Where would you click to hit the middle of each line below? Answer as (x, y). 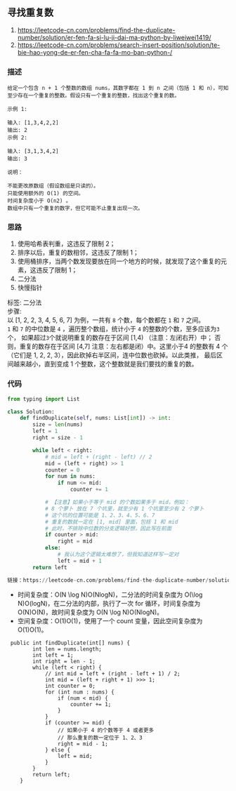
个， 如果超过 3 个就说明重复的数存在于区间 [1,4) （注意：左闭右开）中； (110, 338)
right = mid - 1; (83, 744)
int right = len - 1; (64, 661)
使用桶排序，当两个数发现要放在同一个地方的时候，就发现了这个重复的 (119, 261)
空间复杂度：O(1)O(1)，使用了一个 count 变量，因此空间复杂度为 (110, 620)
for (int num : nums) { (79, 692)
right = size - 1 (58, 438)
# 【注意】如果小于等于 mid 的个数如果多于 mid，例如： (117, 503)
